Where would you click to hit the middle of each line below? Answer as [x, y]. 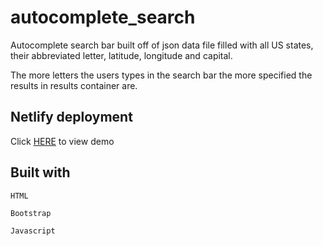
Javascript [33, 231]
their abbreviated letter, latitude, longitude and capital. [121, 55]
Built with [40, 172]
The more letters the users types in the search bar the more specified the [161, 75]
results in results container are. [74, 85]
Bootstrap [31, 213]
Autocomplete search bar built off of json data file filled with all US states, [162, 45]
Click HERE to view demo [62, 141]
